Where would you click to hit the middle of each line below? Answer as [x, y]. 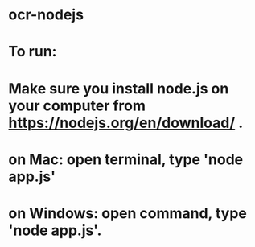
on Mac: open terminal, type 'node [126, 159]
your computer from [77, 105]
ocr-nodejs [46, 15]
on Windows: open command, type [128, 213]
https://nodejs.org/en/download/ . [126, 123]
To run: [33, 52]
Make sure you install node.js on [119, 88]
